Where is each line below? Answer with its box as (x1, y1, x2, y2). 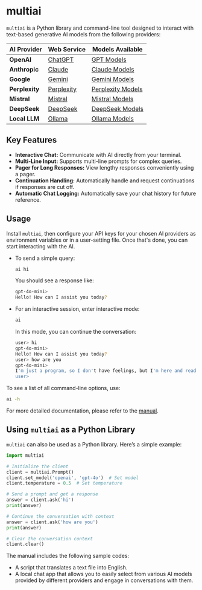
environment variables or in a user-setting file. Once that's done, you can (6, 236, 188, 244)
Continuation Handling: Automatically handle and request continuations (14, 177, 195, 184)
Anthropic (9, 65, 39, 73)
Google (9, 75, 31, 83)
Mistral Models (91, 94, 134, 103)
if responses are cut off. (14, 183, 75, 190)
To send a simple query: (14, 254, 75, 262)
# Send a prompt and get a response (6, 491, 98, 497)
